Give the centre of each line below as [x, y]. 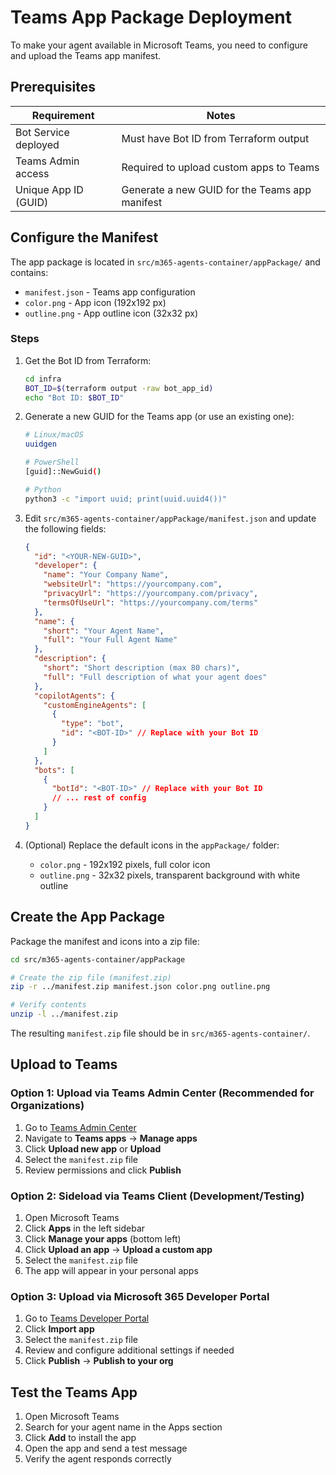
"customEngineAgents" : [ [95, 705]
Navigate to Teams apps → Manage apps [111, 1138]
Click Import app [59, 1329]
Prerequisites [53, 87]
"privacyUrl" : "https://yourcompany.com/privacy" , [151, 594]
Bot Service [42, 132]
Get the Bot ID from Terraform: [88, 360]
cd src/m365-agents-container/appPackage [98, 959]
